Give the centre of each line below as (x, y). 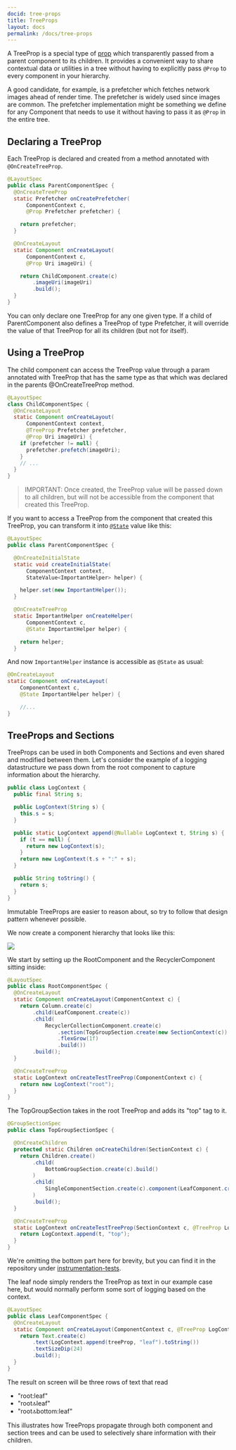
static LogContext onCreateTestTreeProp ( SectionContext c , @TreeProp (117, 1227)
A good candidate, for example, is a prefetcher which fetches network (109, 89)
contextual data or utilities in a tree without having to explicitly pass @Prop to (117, 68)
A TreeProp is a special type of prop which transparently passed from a (111, 54)
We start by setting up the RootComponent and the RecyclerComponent (111, 959)
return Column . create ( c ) (56, 1006)
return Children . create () (58, 1156)
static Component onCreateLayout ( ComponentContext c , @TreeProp (110, 1329)
